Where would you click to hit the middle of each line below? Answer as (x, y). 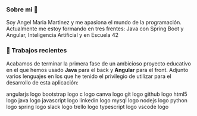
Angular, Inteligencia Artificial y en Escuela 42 (62, 35)
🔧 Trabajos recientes (37, 51)
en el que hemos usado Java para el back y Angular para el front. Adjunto (97, 70)
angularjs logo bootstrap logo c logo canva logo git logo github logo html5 (97, 94)
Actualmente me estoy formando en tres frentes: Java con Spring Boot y (95, 29)
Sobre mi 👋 (22, 10)
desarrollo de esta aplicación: (42, 82)
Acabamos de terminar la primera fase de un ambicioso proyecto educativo (99, 63)
